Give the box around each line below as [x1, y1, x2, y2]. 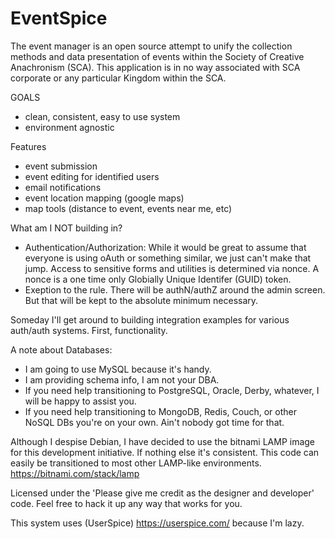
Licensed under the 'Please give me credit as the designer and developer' [10, 487, 315, 499]
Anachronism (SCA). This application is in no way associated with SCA [10, 61, 301, 73]
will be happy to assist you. [24, 395, 137, 407]
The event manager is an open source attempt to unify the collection [10, 40, 293, 52]
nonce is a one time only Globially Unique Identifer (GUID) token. [24, 273, 292, 285]
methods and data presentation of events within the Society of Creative [10, 50, 305, 62]
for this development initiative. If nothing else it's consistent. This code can [10, 446, 320, 458]
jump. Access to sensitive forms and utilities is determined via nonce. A [24, 262, 320, 274]
